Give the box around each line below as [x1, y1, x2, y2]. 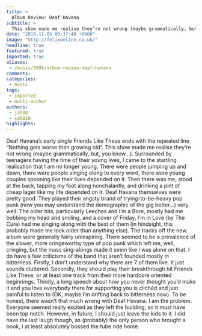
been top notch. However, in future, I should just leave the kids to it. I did [6, 310, 186, 317]
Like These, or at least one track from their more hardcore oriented [6, 272, 172, 279]
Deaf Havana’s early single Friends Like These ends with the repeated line [6, 137, 189, 145]
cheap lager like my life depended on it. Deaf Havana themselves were [6, 188, 182, 196]
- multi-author [8, 98, 47, 104]
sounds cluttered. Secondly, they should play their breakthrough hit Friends [6, 266, 193, 273]
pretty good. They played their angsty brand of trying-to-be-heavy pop [6, 195, 183, 202]
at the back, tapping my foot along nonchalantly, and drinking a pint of [6, 182, 180, 190]
